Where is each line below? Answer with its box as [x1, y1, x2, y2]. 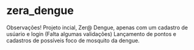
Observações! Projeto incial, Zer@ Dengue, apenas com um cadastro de [6, 24, 188, 31]
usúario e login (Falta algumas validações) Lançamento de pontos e [6, 30, 177, 37]
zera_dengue [6, 4, 74, 18]
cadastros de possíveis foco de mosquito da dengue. [6, 37, 140, 44]
